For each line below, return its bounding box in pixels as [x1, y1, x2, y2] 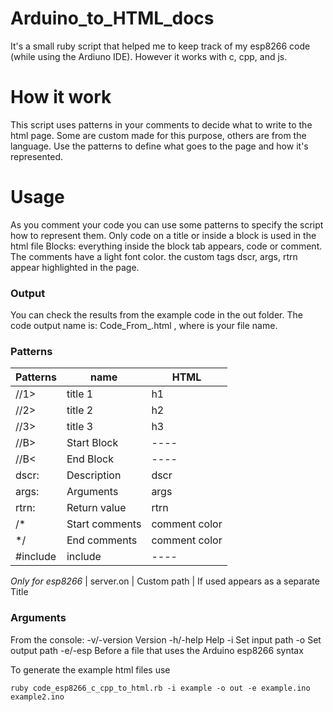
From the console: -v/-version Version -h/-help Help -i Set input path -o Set [10, 633, 322, 646]
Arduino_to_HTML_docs [10, 7, 215, 30]
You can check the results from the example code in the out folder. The [10, 309, 303, 321]
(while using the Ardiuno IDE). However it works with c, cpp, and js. [10, 50, 288, 62]
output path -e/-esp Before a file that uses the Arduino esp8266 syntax [10, 644, 304, 656]
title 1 [66, 387, 94, 401]
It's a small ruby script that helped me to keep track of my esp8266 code [10, 40, 311, 52]
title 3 [66, 420, 94, 434]
